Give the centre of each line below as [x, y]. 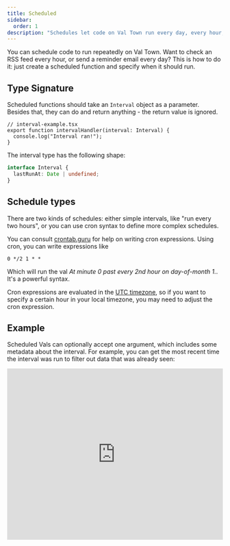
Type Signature [40, 88]
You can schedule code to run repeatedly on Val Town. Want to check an [110, 52]
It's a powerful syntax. [38, 279]
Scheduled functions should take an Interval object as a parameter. [103, 105]
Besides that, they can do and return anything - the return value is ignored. [113, 112]
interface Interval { [38, 168]
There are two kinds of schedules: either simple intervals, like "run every [109, 218]
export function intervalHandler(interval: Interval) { [88, 131]
